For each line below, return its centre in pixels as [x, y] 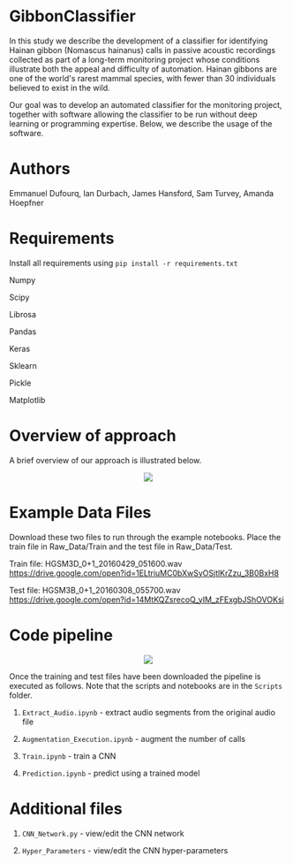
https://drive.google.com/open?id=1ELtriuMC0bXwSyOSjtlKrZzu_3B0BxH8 [144, 573]
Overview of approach [93, 436]
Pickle [20, 383]
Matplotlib [27, 400]
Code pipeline [61, 635]
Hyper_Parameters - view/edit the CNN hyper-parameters [125, 850]
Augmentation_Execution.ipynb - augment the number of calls [133, 738]
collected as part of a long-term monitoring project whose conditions [135, 59]
